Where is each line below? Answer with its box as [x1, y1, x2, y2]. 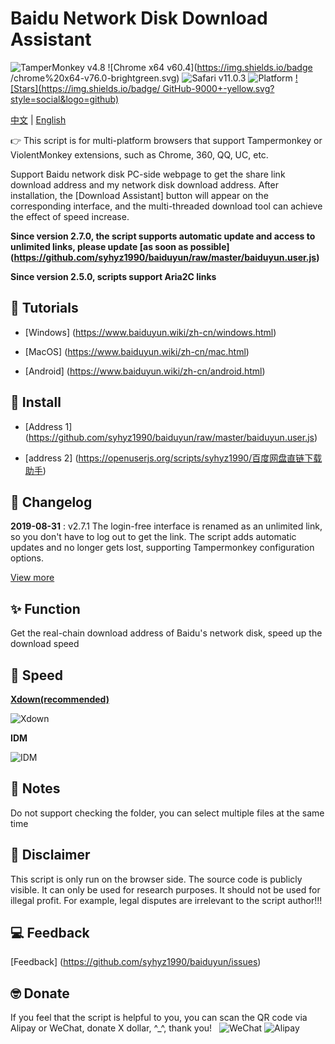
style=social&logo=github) [10, 93, 120, 105]
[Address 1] [24, 420, 73, 432]
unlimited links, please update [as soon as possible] [10, 240, 230, 252]
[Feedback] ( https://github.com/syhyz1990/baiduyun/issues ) [10, 956, 262, 968]
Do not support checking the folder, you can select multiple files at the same [10, 807, 325, 819]
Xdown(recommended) [10, 693, 110, 705]
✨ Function [10, 600, 81, 617]
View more [10, 572, 55, 584]
